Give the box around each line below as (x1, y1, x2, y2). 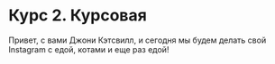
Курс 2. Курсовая (8, 5, 148, 26)
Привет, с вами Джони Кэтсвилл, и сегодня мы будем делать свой (8, 35, 267, 45)
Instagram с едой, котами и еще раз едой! (8, 44, 170, 54)
